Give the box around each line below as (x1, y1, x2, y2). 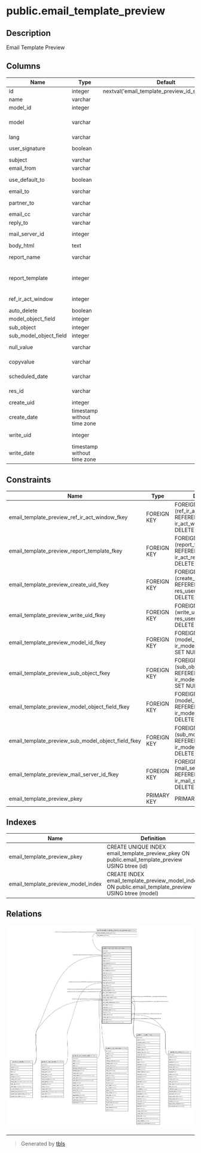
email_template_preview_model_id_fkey (8, 639, 106, 646)
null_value (8, 343, 33, 350)
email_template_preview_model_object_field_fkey (8, 703, 130, 710)
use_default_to (8, 176, 45, 184)
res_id (8, 388, 24, 395)
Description (6, 28, 51, 38)
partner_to (8, 199, 35, 206)
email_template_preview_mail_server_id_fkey (8, 770, 119, 778)
